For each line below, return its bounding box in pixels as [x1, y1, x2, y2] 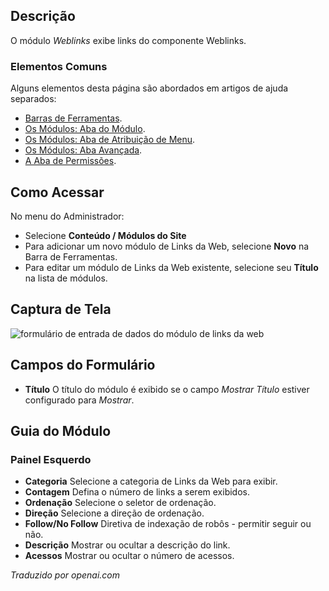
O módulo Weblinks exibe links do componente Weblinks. [10, 34, 247, 46]
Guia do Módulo [10, 422, 112, 439]
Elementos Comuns [10, 59, 108, 73]
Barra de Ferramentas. [24, 250, 118, 263]
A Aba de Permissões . [24, 155, 117, 167]
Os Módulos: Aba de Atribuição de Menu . [24, 134, 196, 146]
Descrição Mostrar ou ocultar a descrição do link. [24, 539, 231, 551]
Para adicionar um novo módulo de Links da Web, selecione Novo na [24, 240, 310, 252]
